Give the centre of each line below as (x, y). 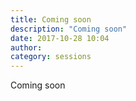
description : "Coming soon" (69, 29)
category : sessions (51, 57)
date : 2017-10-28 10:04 (60, 38)
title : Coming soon (51, 19)
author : (26, 47)
